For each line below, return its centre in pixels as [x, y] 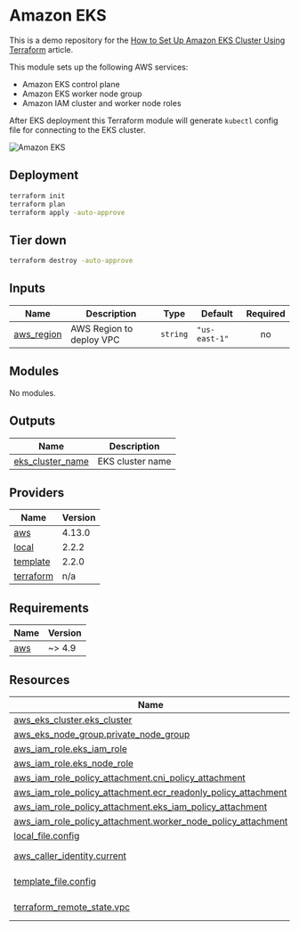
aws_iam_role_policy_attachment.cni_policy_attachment [130, 778]
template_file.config [55, 881]
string [174, 334]
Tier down [38, 240]
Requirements [49, 608]
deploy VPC [95, 340]
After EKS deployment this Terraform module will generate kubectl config [144, 120]
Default [217, 313]
